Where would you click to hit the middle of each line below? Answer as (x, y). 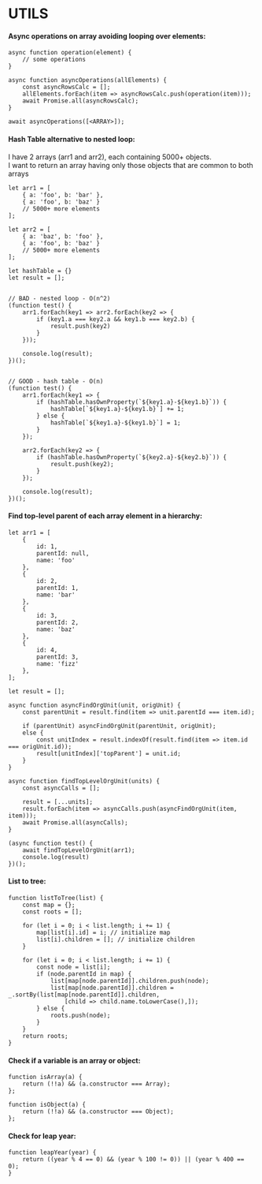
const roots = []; (52, 912)
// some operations (54, 60)
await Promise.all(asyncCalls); (75, 822)
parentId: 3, (58, 657)
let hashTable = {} (40, 271)
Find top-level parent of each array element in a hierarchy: (105, 516)
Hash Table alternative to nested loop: (72, 139)
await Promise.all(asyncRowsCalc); (81, 101)
